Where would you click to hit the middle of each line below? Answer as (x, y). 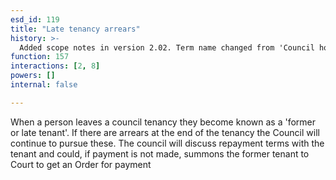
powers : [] (33, 76)
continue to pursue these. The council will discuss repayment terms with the (167, 143)
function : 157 (40, 57)
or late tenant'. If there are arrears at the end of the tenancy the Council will (165, 132)
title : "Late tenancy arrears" (75, 29)
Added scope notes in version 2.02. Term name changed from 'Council (167, 47)
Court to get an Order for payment (81, 164)
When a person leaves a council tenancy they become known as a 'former (163, 122)
